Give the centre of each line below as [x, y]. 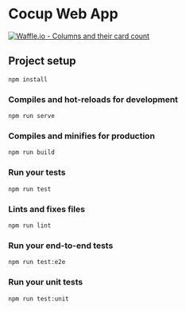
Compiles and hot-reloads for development [93, 99]
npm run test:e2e [37, 262]
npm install [28, 79]
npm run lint [30, 225]
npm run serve [32, 116]
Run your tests [37, 172]
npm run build [32, 152]
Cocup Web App [63, 14]
